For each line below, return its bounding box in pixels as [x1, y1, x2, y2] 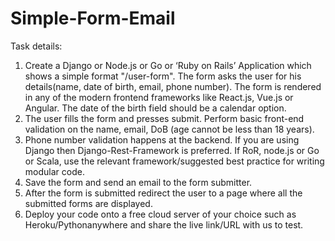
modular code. [24, 165, 85, 177]
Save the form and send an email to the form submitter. [24, 176, 253, 188]
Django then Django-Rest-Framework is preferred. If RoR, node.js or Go [24, 144, 320, 156]
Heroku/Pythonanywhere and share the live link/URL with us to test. [24, 218, 304, 231]
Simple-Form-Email [10, 7, 176, 30]
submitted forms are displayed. [24, 197, 153, 209]
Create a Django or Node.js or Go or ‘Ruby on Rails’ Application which [24, 59, 312, 71]
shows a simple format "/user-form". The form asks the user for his [24, 70, 302, 82]
